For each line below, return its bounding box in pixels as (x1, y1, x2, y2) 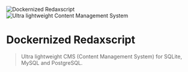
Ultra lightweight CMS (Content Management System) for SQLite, (20, 53, 182, 60)
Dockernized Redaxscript (6, 33, 136, 47)
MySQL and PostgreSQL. (20, 59, 83, 66)
